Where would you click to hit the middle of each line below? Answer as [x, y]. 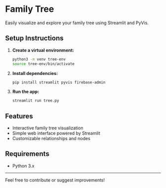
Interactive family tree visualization [48, 128]
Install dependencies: [35, 73]
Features [19, 116]
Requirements [27, 154]
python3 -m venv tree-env [39, 59]
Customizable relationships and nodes [51, 139]
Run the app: [26, 92]
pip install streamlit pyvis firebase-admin [59, 82]
